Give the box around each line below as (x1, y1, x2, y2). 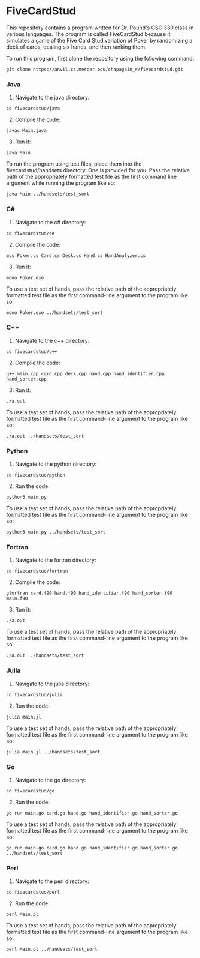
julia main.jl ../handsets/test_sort (6, 749, 101, 755)
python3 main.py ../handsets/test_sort (6, 529, 106, 535)
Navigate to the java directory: (14, 94, 90, 101)
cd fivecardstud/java (6, 106, 60, 112)
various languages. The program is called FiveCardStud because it (6, 30, 171, 37)
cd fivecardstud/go (6, 788, 55, 794)
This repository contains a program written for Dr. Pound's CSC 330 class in (6, 24, 194, 31)
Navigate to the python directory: (14, 460, 97, 468)
